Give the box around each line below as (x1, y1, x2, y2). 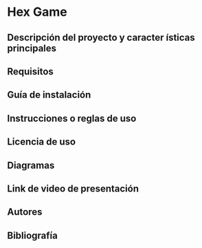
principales (7, 42, 57, 54)
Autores (7, 206, 43, 218)
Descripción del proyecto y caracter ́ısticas (7, 32, 196, 43)
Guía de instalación (7, 89, 91, 101)
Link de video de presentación (7, 183, 139, 194)
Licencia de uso (7, 136, 76, 148)
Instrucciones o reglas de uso (7, 112, 137, 124)
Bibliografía (7, 229, 58, 241)
